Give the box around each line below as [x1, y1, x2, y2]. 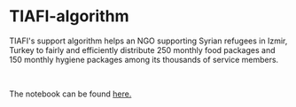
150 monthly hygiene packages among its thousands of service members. [9, 54, 279, 65]
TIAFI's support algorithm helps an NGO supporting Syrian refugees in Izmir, [9, 35, 288, 46]
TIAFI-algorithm [9, 6, 129, 27]
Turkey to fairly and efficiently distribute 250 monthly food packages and [9, 44, 277, 55]
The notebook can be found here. [9, 88, 132, 99]
